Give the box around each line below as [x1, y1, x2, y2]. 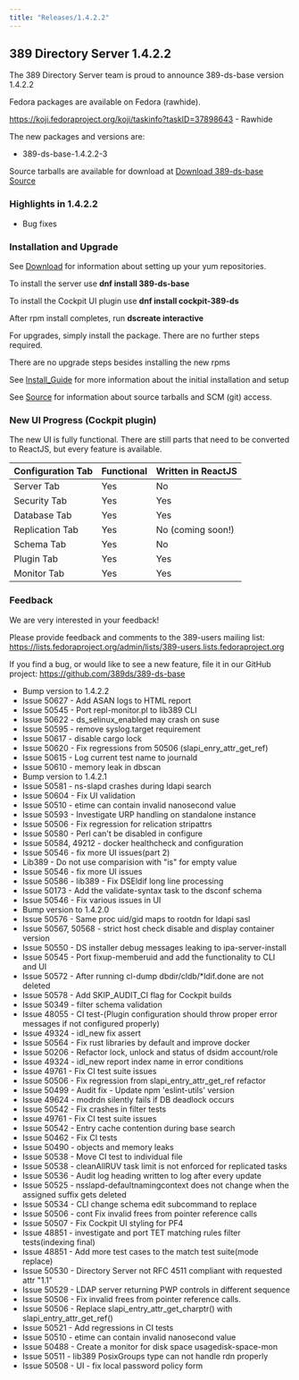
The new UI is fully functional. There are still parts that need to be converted [9, 435, 290, 445]
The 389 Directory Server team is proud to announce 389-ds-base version [9, 70, 284, 80]
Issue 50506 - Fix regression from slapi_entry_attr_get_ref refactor [21, 1075, 266, 1086]
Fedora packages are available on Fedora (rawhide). [9, 97, 201, 107]
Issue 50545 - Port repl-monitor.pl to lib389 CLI [21, 704, 198, 715]
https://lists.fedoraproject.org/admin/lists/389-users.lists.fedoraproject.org [9, 641, 285, 652]
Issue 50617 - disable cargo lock [21, 732, 143, 743]
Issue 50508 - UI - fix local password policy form [21, 1360, 203, 1371]
